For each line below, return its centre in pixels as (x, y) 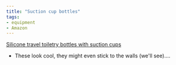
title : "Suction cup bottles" (43, 11)
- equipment (21, 22)
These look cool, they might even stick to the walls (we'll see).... (92, 56)
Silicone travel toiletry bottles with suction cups (64, 45)
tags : (13, 17)
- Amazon (17, 28)
